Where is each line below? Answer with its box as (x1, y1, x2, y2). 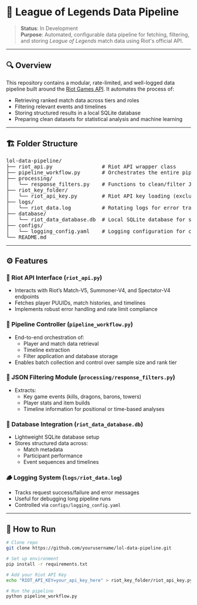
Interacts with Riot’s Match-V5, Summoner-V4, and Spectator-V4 (14, 287, 171, 294)
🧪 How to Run (6, 524, 56, 534)
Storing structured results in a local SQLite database (14, 109, 141, 116)
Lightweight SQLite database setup (14, 433, 100, 440)
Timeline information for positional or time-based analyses (23, 405, 165, 412)
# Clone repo (6, 540, 38, 546)
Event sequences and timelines (23, 459, 99, 466)
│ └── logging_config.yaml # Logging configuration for (6, 228, 186, 235)
